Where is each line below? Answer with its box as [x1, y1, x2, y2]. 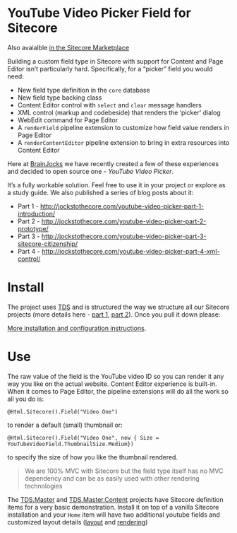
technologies [24, 481, 63, 490]
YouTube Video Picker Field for [7, 5, 192, 21]
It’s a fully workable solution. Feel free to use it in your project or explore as [7, 180, 226, 189]
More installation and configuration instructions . [7, 324, 147, 332]
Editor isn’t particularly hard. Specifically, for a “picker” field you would [7, 64, 213, 73]
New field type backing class [17, 93, 102, 102]
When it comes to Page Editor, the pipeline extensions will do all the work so [7, 387, 229, 395]
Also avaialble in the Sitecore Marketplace [7, 43, 129, 52]
